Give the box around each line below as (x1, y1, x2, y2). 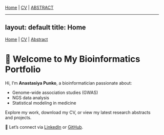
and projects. (5, 114, 32, 120)
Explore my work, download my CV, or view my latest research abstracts (5, 109, 151, 115)
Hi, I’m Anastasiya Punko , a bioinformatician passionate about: (5, 80, 132, 86)
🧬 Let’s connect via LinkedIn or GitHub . (5, 124, 83, 130)
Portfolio (5, 64, 41, 75)
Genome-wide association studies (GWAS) (12, 90, 99, 95)
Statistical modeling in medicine (12, 100, 77, 106)
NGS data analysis (12, 94, 50, 100)
